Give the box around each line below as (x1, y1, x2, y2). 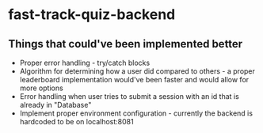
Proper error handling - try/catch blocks (19, 58, 151, 67)
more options (19, 83, 63, 93)
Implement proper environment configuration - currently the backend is (19, 108, 253, 118)
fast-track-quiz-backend (8, 6, 176, 24)
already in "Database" (19, 101, 92, 109)
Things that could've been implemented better (8, 37, 243, 51)
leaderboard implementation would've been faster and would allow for (19, 75, 250, 84)
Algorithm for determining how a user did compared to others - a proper (19, 66, 256, 76)
